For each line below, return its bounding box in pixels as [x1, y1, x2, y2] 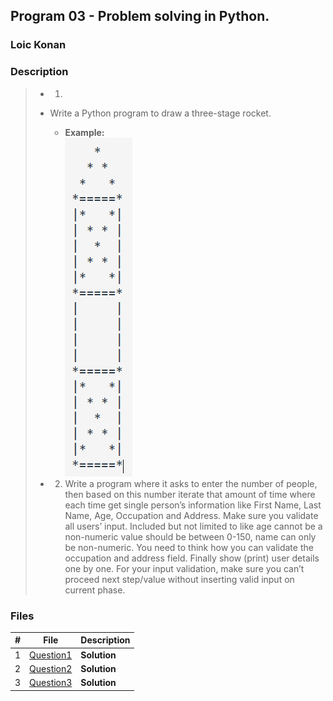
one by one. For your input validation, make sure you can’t [64, 562, 305, 574]
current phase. [64, 584, 126, 596]
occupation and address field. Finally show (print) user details [64, 552, 320, 564]
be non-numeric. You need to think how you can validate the [64, 541, 314, 553]
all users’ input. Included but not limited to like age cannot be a [64, 520, 323, 532]
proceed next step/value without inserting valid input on [64, 573, 295, 585]
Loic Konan [10, 38, 67, 52]
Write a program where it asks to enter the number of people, [64, 477, 318, 489]
